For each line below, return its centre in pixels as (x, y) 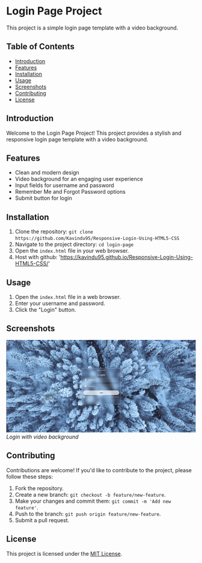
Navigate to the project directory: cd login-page (74, 244)
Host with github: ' (38, 257)
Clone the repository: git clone (54, 232)
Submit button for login (43, 198)
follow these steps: (29, 476)
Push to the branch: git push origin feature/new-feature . (88, 514)
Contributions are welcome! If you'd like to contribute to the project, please (99, 470)
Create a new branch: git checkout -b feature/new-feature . (90, 494)
